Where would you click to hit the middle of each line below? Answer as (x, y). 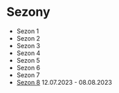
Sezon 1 (28, 31)
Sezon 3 (28, 45)
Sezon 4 (28, 53)
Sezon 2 (28, 38)
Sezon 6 (28, 68)
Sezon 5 (28, 60)
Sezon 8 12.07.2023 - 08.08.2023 (64, 82)
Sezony (28, 12)
